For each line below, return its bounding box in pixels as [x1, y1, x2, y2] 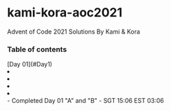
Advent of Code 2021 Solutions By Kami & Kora [7, 27, 141, 36]
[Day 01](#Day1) [7, 60, 53, 69]
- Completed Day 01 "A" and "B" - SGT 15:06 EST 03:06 [7, 97, 164, 105]
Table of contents [7, 45, 67, 54]
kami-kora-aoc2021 [7, 5, 123, 21]
